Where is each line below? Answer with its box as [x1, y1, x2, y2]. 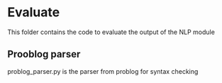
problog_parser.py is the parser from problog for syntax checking [7, 67, 199, 75]
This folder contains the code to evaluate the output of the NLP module [7, 28, 215, 36]
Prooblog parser [7, 48, 81, 60]
